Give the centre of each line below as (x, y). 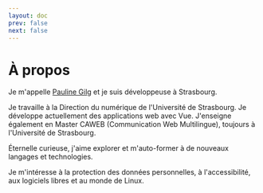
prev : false (28, 23)
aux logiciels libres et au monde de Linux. (77, 181)
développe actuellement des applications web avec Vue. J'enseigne (120, 116)
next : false (28, 30)
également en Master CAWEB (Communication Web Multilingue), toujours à (132, 124)
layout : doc (28, 16)
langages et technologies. (51, 157)
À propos (39, 70)
